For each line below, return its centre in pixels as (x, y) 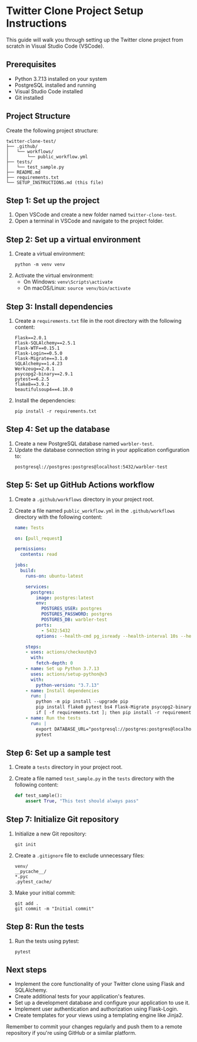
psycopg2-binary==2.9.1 (44, 374)
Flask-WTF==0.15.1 (37, 348)
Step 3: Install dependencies (60, 307)
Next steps (26, 970)
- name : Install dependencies (62, 691)
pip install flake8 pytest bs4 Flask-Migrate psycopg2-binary (114, 707)
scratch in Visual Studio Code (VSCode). (55, 46)
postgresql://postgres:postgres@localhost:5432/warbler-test (91, 467)
